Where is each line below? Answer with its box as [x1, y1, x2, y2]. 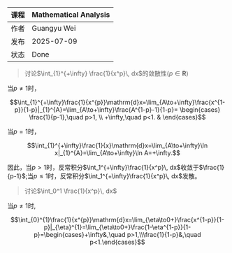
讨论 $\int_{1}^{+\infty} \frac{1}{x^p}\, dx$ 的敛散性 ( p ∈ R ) [24, 69, 189, 78]
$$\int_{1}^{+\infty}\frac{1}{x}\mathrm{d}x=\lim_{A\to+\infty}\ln [27, 141, 208, 150]
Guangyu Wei [31, 24, 76, 33]
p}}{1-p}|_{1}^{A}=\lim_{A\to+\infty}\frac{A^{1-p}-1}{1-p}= [14, 106, 178, 114]
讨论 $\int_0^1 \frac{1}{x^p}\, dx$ [24, 187, 117, 195]
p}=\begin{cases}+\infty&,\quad [34, 231, 126, 238]
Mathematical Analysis [31, 10, 110, 20]
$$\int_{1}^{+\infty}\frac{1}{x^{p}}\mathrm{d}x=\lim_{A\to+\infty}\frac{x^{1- [9, 98, 226, 106]
